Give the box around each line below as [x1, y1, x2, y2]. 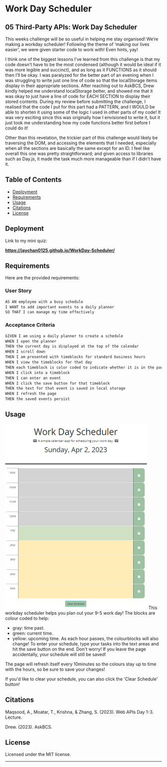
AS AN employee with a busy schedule [5, 299, 83, 304]
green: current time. [12, 630, 54, 636]
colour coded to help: [5, 615, 49, 621]
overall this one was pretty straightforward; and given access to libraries [5, 150, 153, 156]
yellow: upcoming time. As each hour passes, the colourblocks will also [12, 636, 159, 641]
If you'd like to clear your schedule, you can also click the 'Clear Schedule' [5, 676, 158, 682]
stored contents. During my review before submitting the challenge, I [5, 99, 146, 105]
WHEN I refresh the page [5, 391, 57, 396]
